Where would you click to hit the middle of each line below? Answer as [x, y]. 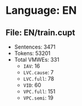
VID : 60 [32, 85]
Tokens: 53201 [32, 53]
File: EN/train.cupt [40, 33]
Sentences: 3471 [35, 47]
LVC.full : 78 [39, 79]
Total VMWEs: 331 [37, 60]
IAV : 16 [31, 66]
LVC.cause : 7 [38, 72]
